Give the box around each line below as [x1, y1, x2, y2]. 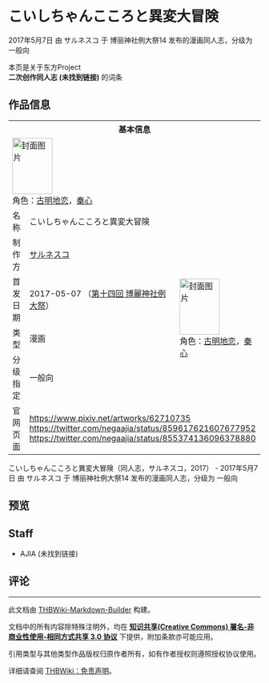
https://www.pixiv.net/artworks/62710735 [29, 412, 191, 424]
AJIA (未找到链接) [19, 548, 78, 558]
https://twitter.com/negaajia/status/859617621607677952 [29, 422, 256, 433]
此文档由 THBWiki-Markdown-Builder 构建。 [8, 605, 155, 614]
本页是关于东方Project [8, 62, 82, 72]
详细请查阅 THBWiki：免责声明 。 [8, 665, 116, 675]
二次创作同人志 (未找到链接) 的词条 [8, 72, 122, 82]
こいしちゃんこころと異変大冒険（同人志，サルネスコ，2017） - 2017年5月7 [8, 463, 259, 472]
